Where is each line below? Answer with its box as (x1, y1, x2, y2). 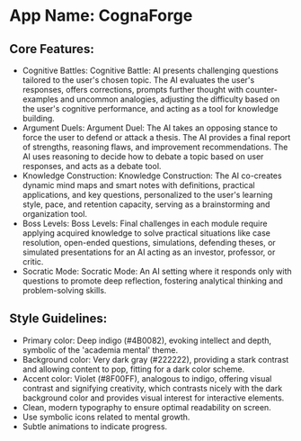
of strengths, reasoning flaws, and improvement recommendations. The (22, 141, 288, 152)
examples (22, 94, 58, 104)
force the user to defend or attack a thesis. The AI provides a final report (22, 132, 291, 142)
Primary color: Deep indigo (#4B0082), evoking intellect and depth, (22, 335, 272, 346)
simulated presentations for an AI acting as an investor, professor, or (22, 247, 276, 257)
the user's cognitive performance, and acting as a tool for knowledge (22, 103, 279, 113)
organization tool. (22, 209, 88, 219)
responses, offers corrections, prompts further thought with (22, 85, 244, 94)
